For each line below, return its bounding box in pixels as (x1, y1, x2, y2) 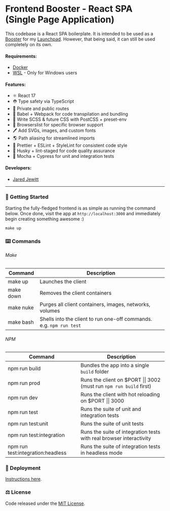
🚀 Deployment (5, 465, 41, 472)
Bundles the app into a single (80, 362, 149, 369)
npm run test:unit (8, 420, 49, 427)
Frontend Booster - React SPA (5, 3, 133, 15)
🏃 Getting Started (5, 193, 49, 200)
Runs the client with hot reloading (80, 391, 160, 398)
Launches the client (39, 278, 87, 285)
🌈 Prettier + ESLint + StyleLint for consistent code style (12, 143, 127, 149)
